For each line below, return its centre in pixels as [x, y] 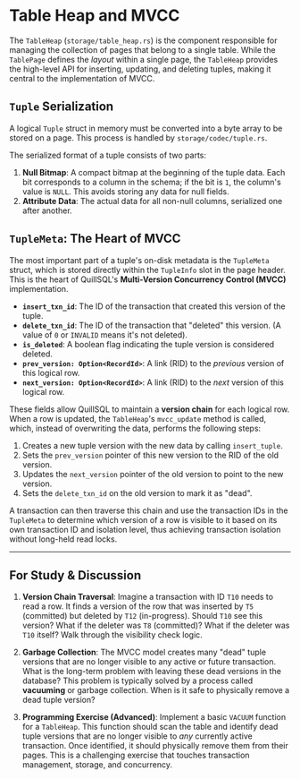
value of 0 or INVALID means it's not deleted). [104, 334]
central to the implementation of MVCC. [82, 78]
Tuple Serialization [62, 107]
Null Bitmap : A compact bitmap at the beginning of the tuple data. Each [154, 172]
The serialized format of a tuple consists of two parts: [108, 155]
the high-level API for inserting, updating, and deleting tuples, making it [140, 69]
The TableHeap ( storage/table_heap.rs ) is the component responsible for [143, 40]
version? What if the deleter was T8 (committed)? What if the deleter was [156, 625]
